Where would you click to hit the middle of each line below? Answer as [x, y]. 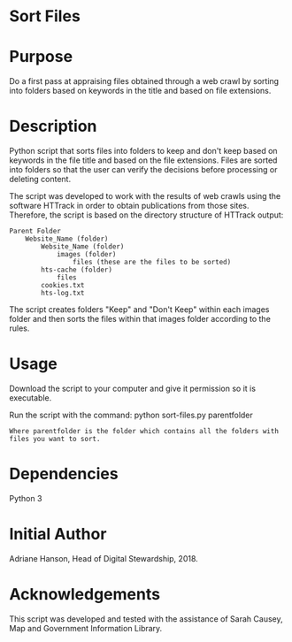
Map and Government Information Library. [86, 628]
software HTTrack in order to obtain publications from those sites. [129, 206]
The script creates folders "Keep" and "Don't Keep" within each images [139, 310]
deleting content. [40, 180]
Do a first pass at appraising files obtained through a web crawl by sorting [144, 81]
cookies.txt [63, 286]
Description [53, 126]
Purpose [41, 57]
